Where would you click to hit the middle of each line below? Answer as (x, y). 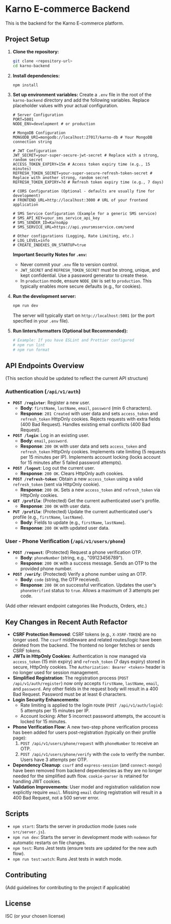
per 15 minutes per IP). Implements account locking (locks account (90, 457)
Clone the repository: (36, 51)
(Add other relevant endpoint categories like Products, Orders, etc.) (76, 606)
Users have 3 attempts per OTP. (54, 760)
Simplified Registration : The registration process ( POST (70, 678)
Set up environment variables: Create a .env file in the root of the (82, 95)
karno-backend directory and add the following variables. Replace (81, 100)
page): (20, 738)
